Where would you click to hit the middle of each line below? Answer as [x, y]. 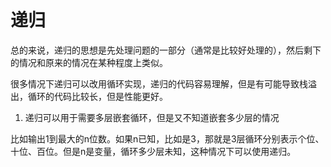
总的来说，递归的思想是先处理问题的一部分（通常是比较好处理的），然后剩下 [166, 50]
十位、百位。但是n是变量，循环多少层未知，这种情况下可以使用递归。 [153, 151]
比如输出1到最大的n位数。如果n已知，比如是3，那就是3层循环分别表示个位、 [167, 138]
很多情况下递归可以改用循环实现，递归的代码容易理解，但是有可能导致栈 [159, 83]
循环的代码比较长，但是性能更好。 [97, 96]
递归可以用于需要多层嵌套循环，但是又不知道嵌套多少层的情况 [152, 117]
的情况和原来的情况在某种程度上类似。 [89, 62]
